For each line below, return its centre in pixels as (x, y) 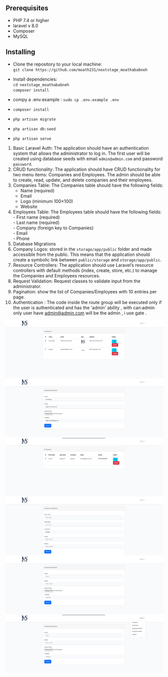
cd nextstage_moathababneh (41, 85)
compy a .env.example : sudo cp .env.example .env (66, 99)
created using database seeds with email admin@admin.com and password (88, 158)
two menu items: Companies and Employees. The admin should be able (86, 174)
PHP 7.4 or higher (31, 20)
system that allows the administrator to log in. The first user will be (81, 153)
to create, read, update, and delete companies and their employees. (83, 180)
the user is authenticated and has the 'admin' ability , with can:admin (84, 307)
